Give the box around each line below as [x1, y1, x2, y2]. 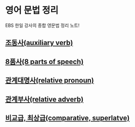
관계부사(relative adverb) [5, 95, 84, 104]
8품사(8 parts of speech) [5, 57, 84, 66]
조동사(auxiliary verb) [5, 38, 73, 47]
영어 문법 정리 [5, 5, 59, 16]
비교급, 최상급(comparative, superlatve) [5, 113, 130, 122]
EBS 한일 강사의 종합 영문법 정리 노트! [5, 22, 80, 28]
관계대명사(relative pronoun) [5, 76, 95, 85]
